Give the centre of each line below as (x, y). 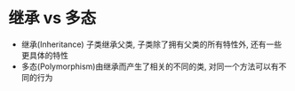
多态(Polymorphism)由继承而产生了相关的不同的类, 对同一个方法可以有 (150, 66)
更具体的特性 (44, 55)
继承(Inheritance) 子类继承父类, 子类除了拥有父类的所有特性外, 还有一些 (151, 44)
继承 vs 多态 (52, 18)
